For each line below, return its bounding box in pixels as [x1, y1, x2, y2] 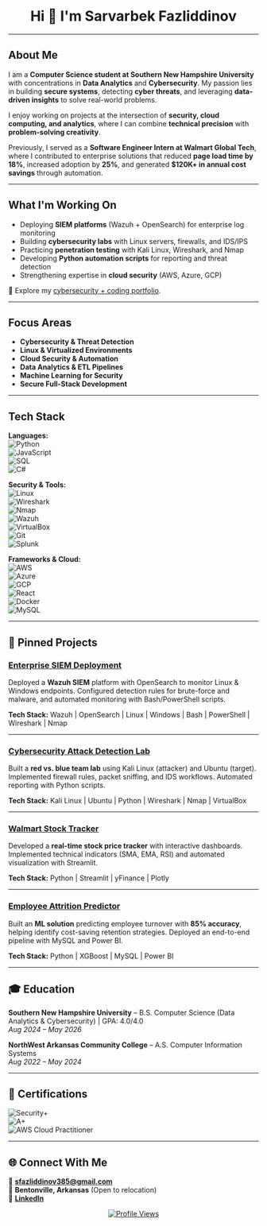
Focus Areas [8, 315, 72, 329]
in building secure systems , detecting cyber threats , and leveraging [8, 87, 233, 96]
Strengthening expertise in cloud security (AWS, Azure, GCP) [19, 270, 222, 280]
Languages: [8, 431, 49, 440]
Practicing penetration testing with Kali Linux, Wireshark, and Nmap [19, 245, 245, 254]
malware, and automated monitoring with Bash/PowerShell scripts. [8, 694, 226, 704]
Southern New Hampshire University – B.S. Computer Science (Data [8, 1007, 235, 1017]
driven [8, 95, 30, 104]
